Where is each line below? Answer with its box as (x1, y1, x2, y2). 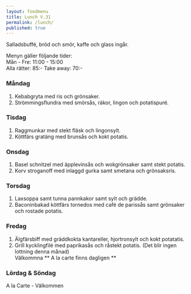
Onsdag (6, 148, 29, 156)
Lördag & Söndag (6, 269, 56, 277)
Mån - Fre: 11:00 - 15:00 (6, 59, 63, 66)
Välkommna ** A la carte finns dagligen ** (14, 254, 117, 261)
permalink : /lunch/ (6, 19, 54, 25)
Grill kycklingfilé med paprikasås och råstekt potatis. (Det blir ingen (14, 241, 177, 249)
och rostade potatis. (14, 207, 63, 214)
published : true (6, 25, 46, 31)
